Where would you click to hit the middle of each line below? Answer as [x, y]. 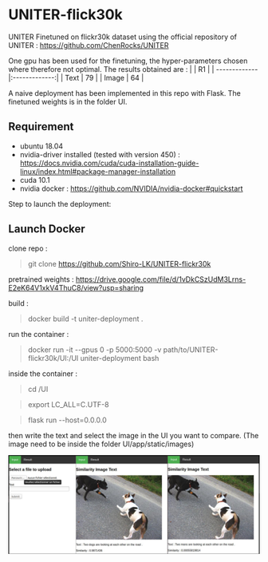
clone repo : [28, 248]
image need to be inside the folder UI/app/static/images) [101, 444]
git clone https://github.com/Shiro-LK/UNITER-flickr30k [119, 263]
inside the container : [43, 374]
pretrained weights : [41, 279]
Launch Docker [47, 229]
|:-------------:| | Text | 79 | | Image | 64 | [76, 77]
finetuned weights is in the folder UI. [68, 101]
